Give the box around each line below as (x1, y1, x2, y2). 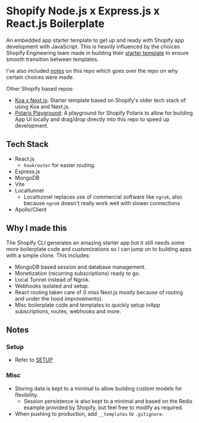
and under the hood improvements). (14, 295, 103, 302)
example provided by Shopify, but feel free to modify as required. (23, 404, 184, 411)
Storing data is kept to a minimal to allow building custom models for (14, 385, 182, 392)
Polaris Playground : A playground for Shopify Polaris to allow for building (14, 109, 193, 116)
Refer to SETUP (14, 356, 53, 363)
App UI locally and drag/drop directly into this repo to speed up (14, 115, 170, 123)
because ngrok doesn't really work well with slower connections (23, 199, 181, 206)
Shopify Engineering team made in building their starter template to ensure (6, 49, 189, 56)
